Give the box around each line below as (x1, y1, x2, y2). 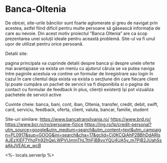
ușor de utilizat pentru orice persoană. (5, 41, 83, 47)
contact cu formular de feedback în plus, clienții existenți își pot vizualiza (5, 86, 154, 92)
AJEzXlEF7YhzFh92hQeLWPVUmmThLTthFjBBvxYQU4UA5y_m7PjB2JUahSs (5, 137, 162, 143)
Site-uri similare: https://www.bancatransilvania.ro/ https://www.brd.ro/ (5, 116, 151, 122)
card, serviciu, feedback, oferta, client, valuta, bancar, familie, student (5, 107, 149, 112)
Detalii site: (5, 51, 28, 56)
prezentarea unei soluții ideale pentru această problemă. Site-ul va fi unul (5, 36, 156, 42)
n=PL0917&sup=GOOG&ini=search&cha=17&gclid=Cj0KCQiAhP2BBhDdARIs (5, 132, 161, 138)
